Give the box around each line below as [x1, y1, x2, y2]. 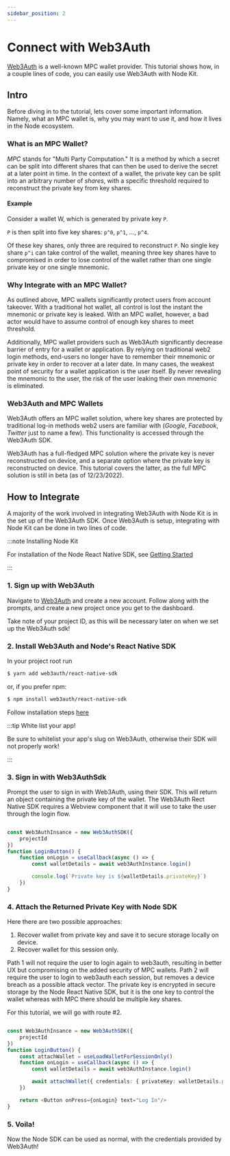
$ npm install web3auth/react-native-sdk [7, 696, 127, 703]
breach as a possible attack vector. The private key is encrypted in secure [7, 981, 216, 989]
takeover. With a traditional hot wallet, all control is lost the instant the [7, 303, 203, 312]
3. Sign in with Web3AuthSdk [7, 772, 107, 781]
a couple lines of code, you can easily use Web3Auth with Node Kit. [7, 69, 199, 77]
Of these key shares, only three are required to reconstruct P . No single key [7, 241, 219, 249]
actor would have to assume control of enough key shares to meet [7, 318, 194, 326]
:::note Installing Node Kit [7, 537, 79, 545]
